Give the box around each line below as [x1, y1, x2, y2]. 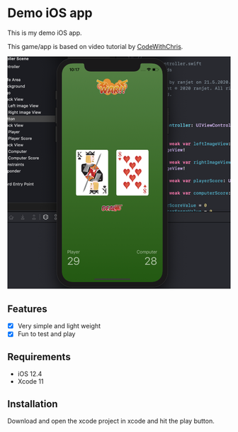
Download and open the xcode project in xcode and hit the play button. [7, 416, 215, 425]
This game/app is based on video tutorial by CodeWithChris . [7, 42, 183, 50]
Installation [7, 398, 58, 410]
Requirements [7, 350, 71, 363]
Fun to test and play [17, 330, 76, 338]
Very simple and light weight [17, 322, 101, 330]
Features [7, 303, 47, 315]
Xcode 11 [17, 377, 44, 386]
